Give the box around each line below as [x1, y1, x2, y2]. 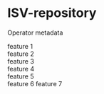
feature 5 [7, 72, 34, 81]
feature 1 [7, 42, 33, 50]
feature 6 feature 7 [7, 79, 63, 88]
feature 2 [7, 49, 34, 58]
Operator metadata [7, 28, 63, 37]
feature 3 [7, 57, 34, 65]
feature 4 [7, 64, 34, 73]
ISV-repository [7, 5, 97, 21]
